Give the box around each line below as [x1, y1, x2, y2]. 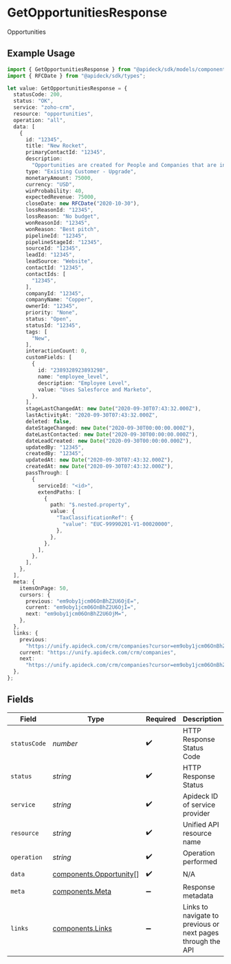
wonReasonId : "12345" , [25, 219, 91, 226]
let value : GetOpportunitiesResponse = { [7, 85, 128, 92]
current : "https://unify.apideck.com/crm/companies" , [19, 649, 177, 656]
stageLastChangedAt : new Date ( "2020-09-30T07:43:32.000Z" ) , [25, 405, 201, 412]
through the [182, 936, 221, 946]
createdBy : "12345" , [25, 450, 85, 457]
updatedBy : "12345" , [25, 443, 85, 451]
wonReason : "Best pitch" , [25, 225, 100, 232]
